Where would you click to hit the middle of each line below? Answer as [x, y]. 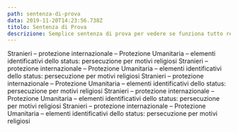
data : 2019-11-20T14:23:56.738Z [55, 20]
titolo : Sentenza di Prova [47, 27]
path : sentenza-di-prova [44, 14]
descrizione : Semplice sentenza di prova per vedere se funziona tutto [115, 34]
